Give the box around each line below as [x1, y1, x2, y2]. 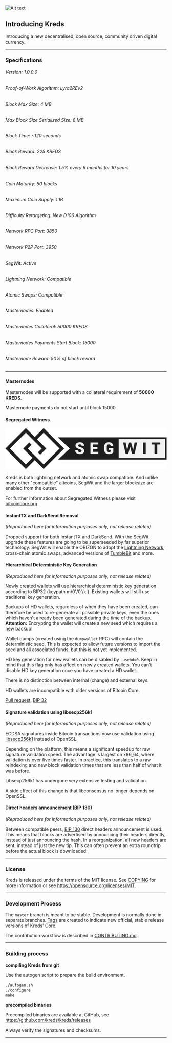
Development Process [5, 900, 61, 907]
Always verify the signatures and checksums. [5, 1027, 101, 1033]
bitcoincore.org [5, 500, 38, 506]
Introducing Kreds [5, 19, 64, 28]
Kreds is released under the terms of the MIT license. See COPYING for [5, 877, 156, 883]
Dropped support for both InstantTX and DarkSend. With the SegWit [5, 534, 149, 540]
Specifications [5, 56, 42, 64]
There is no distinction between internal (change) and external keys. [5, 677, 149, 683]
